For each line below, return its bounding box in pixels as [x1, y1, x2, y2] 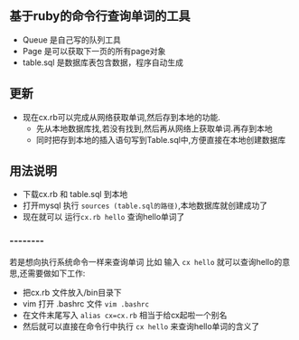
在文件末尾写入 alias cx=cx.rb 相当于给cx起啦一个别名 [22, 309, 228, 320]
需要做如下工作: [27, 268, 86, 279]
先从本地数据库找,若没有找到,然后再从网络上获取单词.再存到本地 [35, 123, 273, 134]
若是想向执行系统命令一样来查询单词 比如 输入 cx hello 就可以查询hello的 [9, 256, 283, 267]
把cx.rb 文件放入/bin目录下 [22, 287, 122, 297]
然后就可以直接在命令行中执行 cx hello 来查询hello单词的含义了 [22, 320, 260, 332]
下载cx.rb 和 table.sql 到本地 [22, 189, 128, 200]
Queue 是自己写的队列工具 [22, 34, 122, 45]
